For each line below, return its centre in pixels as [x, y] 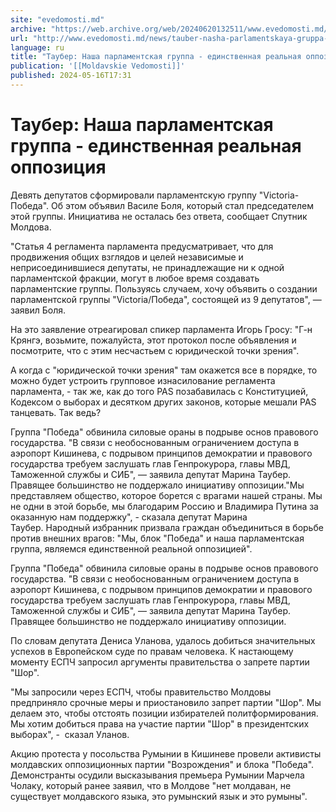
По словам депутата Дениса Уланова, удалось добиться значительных [163, 640]
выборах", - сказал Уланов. [70, 734]
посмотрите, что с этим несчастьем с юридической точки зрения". [155, 350]
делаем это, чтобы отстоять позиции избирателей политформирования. [164, 713]
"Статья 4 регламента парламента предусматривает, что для [142, 246]
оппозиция [58, 167]
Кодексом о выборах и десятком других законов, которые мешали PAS [163, 402]
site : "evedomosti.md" [57, 19]
